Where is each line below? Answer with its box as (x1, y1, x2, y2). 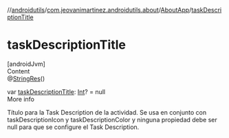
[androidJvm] (7, 60, 46, 68)
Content (7, 67, 30, 75)
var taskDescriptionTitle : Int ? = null (7, 87, 105, 95)
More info (7, 95, 35, 103)
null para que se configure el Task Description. (7, 123, 140, 131)
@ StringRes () (7, 74, 45, 82)
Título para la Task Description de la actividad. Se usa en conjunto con (7, 108, 207, 116)
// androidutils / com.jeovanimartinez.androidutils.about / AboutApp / (7, 6, 192, 14)
